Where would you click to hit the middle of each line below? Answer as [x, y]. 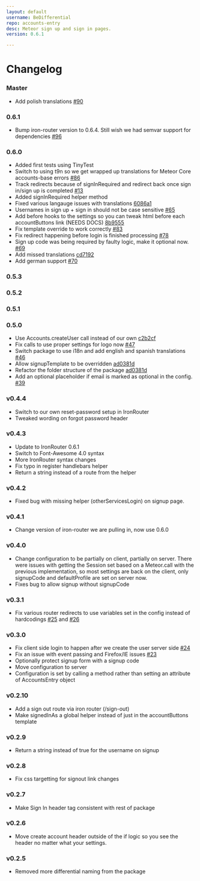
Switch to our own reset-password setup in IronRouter [82, 412]
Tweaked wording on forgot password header [71, 418]
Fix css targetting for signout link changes [67, 779]
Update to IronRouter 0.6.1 [47, 447]
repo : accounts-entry [33, 23]
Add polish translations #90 [49, 101]
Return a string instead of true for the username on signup [87, 750]
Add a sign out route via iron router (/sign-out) [72, 709]
